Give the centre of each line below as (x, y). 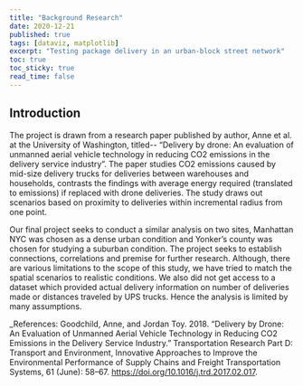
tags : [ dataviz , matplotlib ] (64, 43)
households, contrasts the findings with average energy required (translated (151, 183)
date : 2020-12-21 (42, 26)
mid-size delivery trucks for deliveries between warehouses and (129, 174)
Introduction (45, 113)
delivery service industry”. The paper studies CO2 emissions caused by (143, 164)
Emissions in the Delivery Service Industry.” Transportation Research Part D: (151, 343)
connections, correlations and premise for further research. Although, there (150, 258)
